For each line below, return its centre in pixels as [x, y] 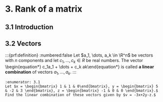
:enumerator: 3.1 [23, 82]
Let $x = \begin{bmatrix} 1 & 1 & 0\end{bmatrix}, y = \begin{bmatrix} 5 [82, 86]
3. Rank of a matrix [44, 9]
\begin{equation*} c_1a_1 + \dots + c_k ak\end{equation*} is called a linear [80, 67]
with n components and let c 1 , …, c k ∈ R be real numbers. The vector [74, 61]
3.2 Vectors [23, 43]
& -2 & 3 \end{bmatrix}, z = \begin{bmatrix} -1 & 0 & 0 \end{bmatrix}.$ [82, 91]
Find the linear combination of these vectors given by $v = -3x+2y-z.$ [81, 95]
